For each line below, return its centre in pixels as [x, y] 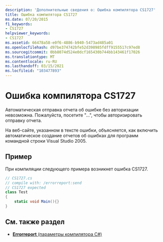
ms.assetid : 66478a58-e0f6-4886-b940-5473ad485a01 [59, 43]
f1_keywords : [19, 24]
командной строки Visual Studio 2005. [46, 141]
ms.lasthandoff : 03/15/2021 [35, 66]
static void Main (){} [37, 202]
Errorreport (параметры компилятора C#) [57, 234]
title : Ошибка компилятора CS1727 [41, 15]
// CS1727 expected [26, 188]
